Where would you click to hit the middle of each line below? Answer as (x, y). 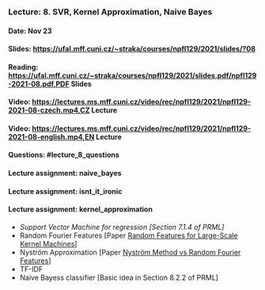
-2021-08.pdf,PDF (39, 84)
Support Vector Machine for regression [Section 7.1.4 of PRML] (122, 227)
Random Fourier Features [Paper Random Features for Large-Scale (129, 235)
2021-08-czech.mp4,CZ (49, 110)
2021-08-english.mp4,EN (51, 136)
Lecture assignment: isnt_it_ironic (65, 191)
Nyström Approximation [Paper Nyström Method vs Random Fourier (130, 252)
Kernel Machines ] (48, 243)
